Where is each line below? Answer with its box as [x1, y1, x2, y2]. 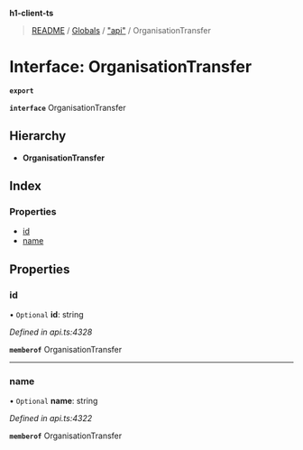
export [9, 86, 34, 96]
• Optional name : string [9, 396, 98, 407]
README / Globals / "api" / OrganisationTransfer [31, 25, 212, 35]
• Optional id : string [9, 309, 84, 320]
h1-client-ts [9, 8, 54, 18]
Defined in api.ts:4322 [9, 413, 93, 424]
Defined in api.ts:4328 [9, 326, 93, 337]
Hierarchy [9, 128, 67, 143]
